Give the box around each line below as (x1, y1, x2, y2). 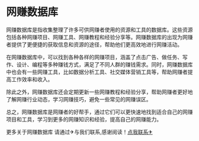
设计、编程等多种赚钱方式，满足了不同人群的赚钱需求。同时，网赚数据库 (16, 60, 193, 68)
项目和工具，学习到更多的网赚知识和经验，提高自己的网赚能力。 (6, 116, 162, 123)
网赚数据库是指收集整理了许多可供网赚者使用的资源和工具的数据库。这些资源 (6, 26, 193, 33)
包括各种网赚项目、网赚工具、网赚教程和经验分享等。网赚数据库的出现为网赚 (6, 33, 193, 40)
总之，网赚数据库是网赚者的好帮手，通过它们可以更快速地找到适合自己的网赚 (6, 108, 193, 116)
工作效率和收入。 (11, 75, 53, 83)
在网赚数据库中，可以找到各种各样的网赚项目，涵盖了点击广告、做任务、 (6, 53, 182, 60)
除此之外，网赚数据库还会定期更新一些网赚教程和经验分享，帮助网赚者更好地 (6, 88, 193, 95)
